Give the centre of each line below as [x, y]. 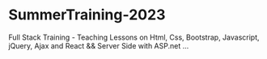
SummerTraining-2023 [87, 15]
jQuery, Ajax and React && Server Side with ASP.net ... [99, 45]
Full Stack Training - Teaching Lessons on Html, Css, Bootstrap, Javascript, [134, 37]
